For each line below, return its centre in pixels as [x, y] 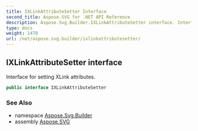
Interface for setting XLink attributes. [51, 76]
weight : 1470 [22, 33]
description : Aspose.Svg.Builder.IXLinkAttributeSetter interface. [91, 22]
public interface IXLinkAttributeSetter [57, 88]
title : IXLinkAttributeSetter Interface [57, 11]
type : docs [19, 28]
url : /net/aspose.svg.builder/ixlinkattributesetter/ [74, 39]
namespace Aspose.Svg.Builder [53, 115]
